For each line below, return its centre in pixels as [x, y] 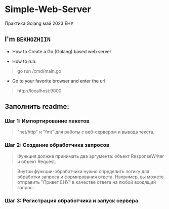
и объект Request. [36, 161]
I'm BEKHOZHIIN [28, 39]
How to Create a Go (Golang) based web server [62, 51]
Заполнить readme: [37, 107]
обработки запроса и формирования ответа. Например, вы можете [90, 177]
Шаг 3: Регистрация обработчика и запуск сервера [72, 200]
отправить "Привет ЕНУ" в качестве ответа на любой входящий [87, 182]
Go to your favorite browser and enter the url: [59, 81]
